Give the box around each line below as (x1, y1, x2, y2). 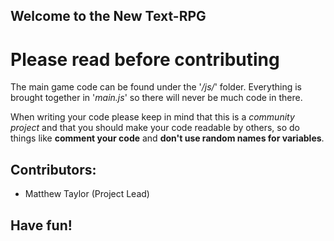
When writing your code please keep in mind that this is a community (10, 111, 295, 123)
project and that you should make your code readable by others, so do (10, 122, 301, 134)
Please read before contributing (10, 48, 280, 71)
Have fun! (10, 217, 73, 234)
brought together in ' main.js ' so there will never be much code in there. (10, 92, 303, 104)
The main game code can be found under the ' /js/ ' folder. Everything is (10, 81, 302, 93)
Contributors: (10, 161, 97, 178)
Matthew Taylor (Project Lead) (24, 188, 150, 200)
